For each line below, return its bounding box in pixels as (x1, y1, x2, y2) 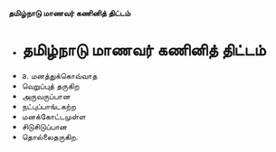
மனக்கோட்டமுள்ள (21, 110, 87, 121)
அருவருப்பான (21, 90, 71, 101)
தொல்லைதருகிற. (21, 131, 79, 142)
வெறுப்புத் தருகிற (21, 81, 80, 91)
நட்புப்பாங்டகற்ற (21, 100, 77, 111)
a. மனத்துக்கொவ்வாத (21, 70, 98, 81)
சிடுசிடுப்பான (21, 121, 68, 132)
